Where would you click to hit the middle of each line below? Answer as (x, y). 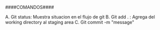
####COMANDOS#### (30, 7)
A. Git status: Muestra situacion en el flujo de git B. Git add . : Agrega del (80, 17)
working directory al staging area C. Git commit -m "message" (70, 22)
